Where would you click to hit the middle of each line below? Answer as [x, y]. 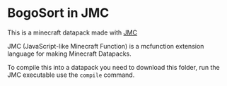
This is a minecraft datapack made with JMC [72, 32]
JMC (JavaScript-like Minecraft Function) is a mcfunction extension [106, 46]
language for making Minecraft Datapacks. [70, 54]
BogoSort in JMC [58, 13]
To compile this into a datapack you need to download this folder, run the [114, 67]
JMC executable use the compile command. [71, 75]
